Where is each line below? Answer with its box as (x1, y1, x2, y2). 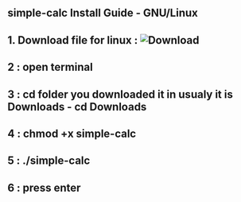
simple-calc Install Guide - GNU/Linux (7, 6, 198, 20)
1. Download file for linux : (7, 33, 138, 47)
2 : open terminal (7, 60, 93, 74)
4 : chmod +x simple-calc (7, 126, 137, 140)
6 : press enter (7, 181, 81, 194)
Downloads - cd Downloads (7, 99, 147, 114)
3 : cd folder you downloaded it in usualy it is (7, 87, 234, 101)
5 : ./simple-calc (7, 154, 91, 168)
